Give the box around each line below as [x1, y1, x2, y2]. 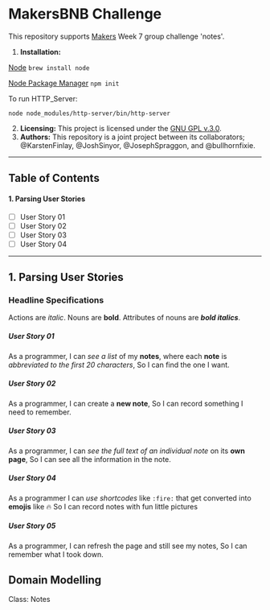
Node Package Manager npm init [8, 78, 120, 88]
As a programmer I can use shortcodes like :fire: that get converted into [8, 493, 252, 503]
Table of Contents [8, 171, 100, 185]
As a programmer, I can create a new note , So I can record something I [8, 399, 243, 409]
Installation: [19, 47, 62, 56]
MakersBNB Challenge [8, 5, 162, 23]
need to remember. [8, 407, 72, 417]
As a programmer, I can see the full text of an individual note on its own [8, 446, 245, 455]
